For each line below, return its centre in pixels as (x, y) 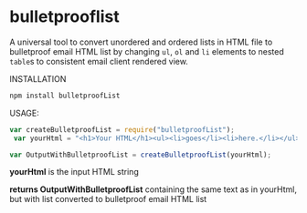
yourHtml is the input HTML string (74, 172)
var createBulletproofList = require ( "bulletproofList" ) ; (122, 129)
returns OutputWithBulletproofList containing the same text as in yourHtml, (153, 189)
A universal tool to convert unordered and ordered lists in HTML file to (141, 42)
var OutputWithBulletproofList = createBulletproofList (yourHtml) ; (141, 155)
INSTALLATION (38, 78)
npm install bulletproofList (65, 96)
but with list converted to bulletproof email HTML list (108, 199)
